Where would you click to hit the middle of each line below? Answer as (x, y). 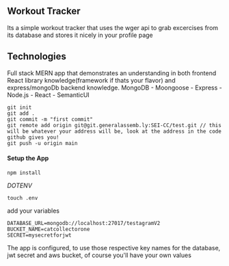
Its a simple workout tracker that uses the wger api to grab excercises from (113, 27)
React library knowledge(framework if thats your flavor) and (91, 80)
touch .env (23, 198)
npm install (24, 173)
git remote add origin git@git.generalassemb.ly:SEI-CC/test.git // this (114, 125)
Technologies (37, 56)
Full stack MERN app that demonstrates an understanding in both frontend (112, 73)
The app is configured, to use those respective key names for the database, (114, 248)
